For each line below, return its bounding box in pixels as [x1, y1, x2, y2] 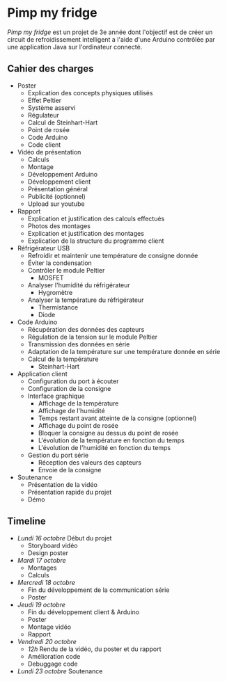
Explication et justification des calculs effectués [27, 214, 165, 223]
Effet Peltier [27, 96, 62, 104]
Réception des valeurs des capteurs [38, 458, 141, 467]
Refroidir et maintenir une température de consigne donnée [27, 251, 198, 259]
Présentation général [27, 184, 88, 193]
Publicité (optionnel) [27, 192, 86, 200]
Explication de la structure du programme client [27, 237, 164, 245]
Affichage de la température [38, 399, 119, 408]
